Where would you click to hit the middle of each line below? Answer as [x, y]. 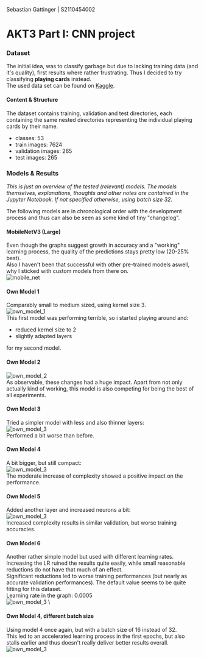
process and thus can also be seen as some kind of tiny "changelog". [93, 218]
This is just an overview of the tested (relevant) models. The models [92, 186]
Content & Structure [32, 100]
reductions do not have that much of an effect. [65, 570]
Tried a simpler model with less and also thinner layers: [75, 422]
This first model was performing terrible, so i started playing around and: [97, 318]
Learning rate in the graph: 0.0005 [49, 596]
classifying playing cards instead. [49, 79]
